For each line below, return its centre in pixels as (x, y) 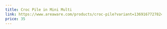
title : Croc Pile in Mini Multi (39, 10)
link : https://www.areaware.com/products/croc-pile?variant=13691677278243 (85, 14)
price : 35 (15, 19)
